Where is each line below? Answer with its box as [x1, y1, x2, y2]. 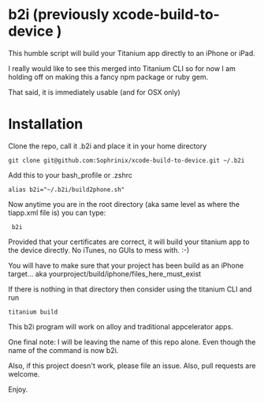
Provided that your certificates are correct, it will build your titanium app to [8, 237, 250, 246]
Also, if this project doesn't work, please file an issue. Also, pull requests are [8, 361, 256, 370]
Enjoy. [8, 385, 28, 394]
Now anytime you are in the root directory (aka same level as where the [8, 199, 240, 209]
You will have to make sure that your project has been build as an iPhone [8, 261, 244, 270]
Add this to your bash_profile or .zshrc [8, 170, 132, 179]
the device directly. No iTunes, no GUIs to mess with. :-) [8, 245, 190, 254]
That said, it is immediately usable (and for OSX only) [8, 87, 181, 96]
